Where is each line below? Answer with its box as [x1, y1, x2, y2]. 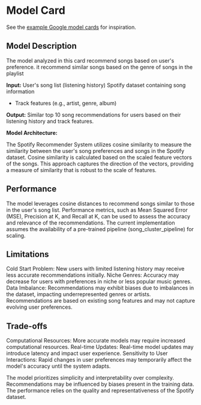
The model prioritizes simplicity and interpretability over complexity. [6, 374, 174, 382]
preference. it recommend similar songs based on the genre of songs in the [6, 63, 193, 70]
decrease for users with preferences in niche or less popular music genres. [6, 278, 192, 285]
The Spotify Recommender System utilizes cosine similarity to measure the [6, 141, 192, 148]
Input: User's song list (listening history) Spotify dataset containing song [6, 81, 186, 88]
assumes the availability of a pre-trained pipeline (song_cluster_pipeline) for [6, 225, 194, 232]
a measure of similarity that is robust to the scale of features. [6, 166, 157, 173]
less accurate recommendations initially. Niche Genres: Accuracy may [6, 271, 179, 279]
